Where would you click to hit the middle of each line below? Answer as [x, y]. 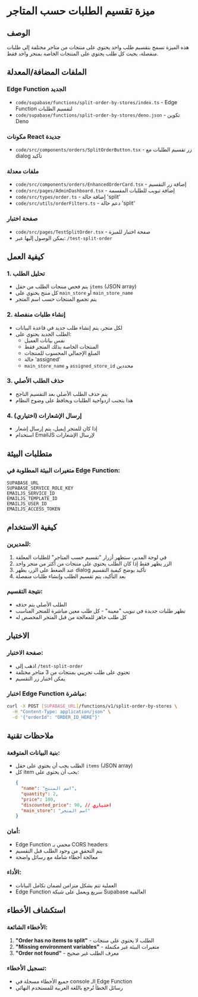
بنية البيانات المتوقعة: [33, 752]
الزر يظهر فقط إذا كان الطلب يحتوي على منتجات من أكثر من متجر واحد [93, 563]
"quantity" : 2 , [40, 794]
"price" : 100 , [38, 799]
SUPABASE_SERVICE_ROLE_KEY [40, 488]
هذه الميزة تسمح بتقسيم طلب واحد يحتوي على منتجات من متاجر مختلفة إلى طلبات [98, 47]
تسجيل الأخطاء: [27, 968]
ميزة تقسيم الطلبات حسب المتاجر [81, 11]
